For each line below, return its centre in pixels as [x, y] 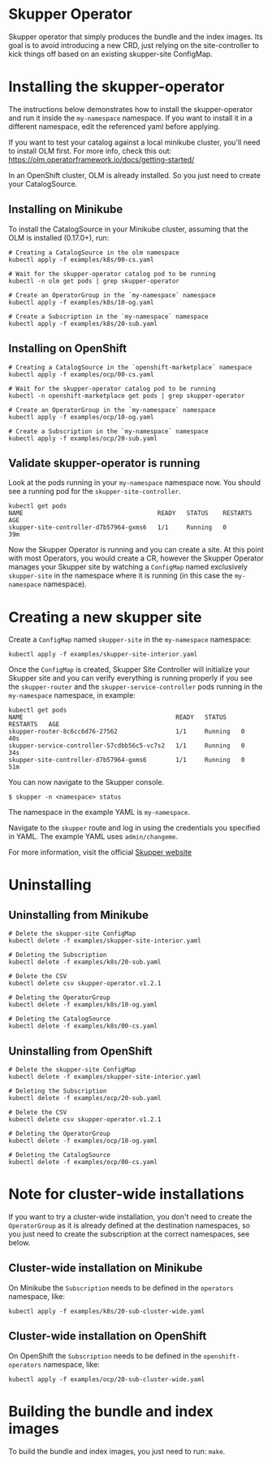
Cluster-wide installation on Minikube [106, 1268]
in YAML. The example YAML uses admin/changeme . [93, 837]
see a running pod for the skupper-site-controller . [95, 492]
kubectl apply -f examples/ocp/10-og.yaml [81, 417]
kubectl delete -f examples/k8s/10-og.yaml [83, 1005]
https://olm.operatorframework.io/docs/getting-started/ [101, 159]
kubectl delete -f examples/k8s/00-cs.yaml [83, 1026]
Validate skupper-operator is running [104, 463]
